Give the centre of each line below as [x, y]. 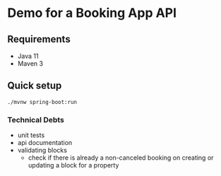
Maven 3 [30, 64]
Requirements [39, 39]
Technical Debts [36, 119]
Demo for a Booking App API [92, 13]
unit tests [31, 135]
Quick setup [35, 86]
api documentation [45, 143]
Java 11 [28, 56]
